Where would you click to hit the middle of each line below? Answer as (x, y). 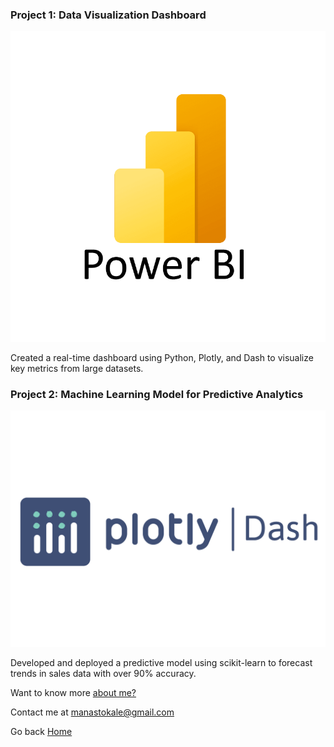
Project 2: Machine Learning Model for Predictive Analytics (157, 394)
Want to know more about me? (73, 693)
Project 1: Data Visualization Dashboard (108, 15)
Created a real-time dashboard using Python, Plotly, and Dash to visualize (162, 357)
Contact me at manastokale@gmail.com (92, 712)
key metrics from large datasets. (77, 368)
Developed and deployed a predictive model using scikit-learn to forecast (161, 663)
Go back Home (41, 732)
